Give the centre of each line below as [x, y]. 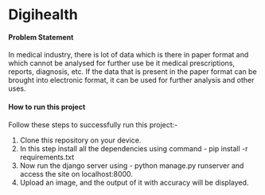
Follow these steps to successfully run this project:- [93, 124]
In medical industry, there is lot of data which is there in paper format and [129, 55]
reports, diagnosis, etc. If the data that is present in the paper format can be [132, 72]
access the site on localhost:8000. [76, 174]
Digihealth [43, 15]
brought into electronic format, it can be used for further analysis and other [131, 80]
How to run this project [47, 107]
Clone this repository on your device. [80, 140]
